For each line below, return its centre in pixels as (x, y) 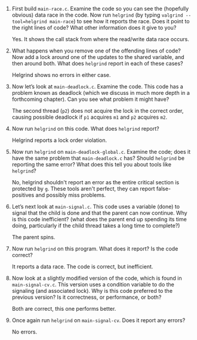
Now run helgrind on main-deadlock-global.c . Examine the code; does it (101, 152)
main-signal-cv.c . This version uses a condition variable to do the (93, 285)
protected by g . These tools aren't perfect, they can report (83, 188)
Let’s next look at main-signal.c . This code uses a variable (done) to (96, 206)
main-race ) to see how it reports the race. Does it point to (120, 21)
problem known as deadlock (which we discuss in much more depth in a (101, 93)
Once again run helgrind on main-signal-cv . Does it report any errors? (98, 320)
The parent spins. (33, 237)
